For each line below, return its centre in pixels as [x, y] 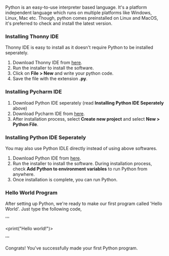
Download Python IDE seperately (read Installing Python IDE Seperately [88, 103]
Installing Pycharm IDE [34, 92]
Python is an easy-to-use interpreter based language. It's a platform [76, 7]
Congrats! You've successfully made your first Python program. [72, 248]
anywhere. [24, 174]
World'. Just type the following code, [44, 209]
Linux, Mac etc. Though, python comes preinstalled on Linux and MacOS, [82, 18]
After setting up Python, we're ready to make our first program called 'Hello [84, 203]
